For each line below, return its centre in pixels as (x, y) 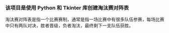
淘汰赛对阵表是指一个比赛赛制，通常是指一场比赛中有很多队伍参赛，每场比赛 (85, 19)
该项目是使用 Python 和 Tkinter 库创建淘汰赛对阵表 (67, 7)
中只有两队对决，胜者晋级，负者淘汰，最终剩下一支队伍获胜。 (69, 26)
